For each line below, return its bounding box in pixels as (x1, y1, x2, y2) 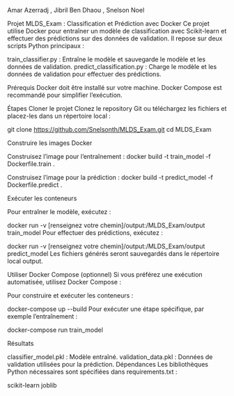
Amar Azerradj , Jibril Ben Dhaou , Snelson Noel (7, 6, 145, 14)
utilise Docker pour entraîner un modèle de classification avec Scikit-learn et (7, 27, 227, 35)
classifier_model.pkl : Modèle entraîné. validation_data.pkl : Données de (7, 353, 213, 361)
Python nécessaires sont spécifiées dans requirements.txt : (7, 367, 178, 376)
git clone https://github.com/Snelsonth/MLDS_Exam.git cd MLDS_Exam (7, 125, 212, 133)
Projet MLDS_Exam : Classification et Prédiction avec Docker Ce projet (7, 20, 210, 27)
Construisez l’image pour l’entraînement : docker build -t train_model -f (7, 153, 211, 160)
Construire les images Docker (7, 139, 93, 147)
